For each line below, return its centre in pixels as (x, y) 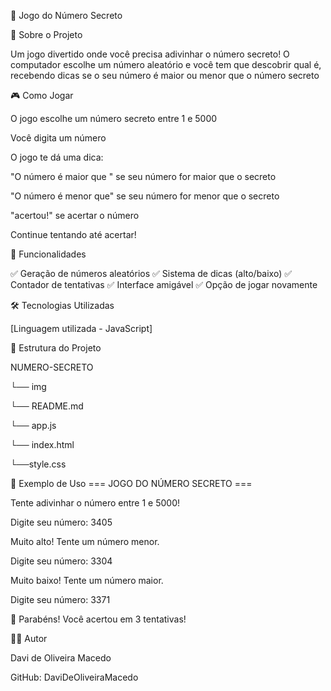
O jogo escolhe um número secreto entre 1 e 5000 (114, 118)
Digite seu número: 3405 (61, 522)
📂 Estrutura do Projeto (56, 348)
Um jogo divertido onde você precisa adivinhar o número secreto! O (150, 54)
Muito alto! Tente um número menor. (85, 541)
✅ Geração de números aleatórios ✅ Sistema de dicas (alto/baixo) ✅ (151, 273)
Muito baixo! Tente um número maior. (87, 580)
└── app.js (33, 425)
